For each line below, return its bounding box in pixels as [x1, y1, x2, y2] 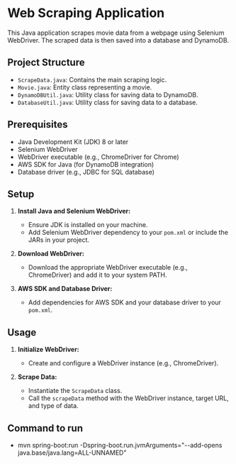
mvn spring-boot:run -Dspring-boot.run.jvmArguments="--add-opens [17, 441, 223, 449]
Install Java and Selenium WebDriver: [17, 207, 131, 216]
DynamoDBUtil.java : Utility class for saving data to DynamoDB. [17, 90, 198, 99]
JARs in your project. [28, 236, 90, 244]
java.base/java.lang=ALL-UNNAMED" [17, 448, 127, 457]
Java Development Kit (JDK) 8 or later [17, 137, 129, 146]
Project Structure [7, 57, 85, 69]
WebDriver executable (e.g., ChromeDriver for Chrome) [17, 153, 179, 161]
